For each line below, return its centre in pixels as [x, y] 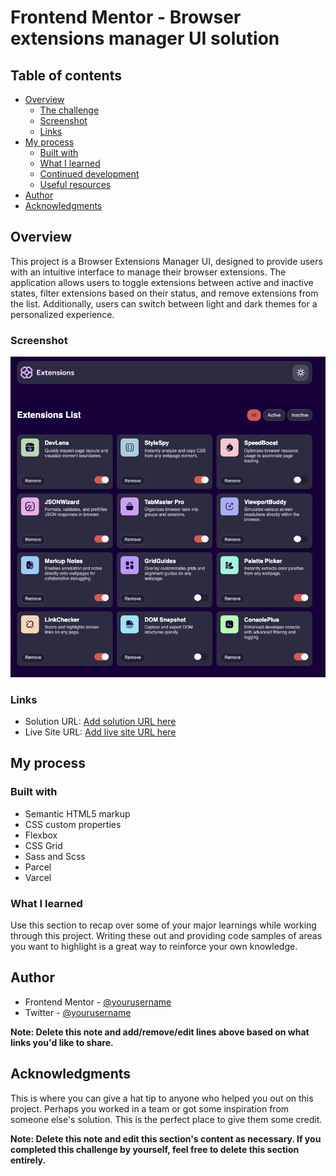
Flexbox [41, 835]
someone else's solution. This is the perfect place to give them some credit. [166, 1119]
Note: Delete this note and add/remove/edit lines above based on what [160, 1032]
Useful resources [75, 184]
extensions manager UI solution [145, 38]
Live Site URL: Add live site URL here [100, 732]
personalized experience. [62, 314]
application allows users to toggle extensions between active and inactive [162, 282]
